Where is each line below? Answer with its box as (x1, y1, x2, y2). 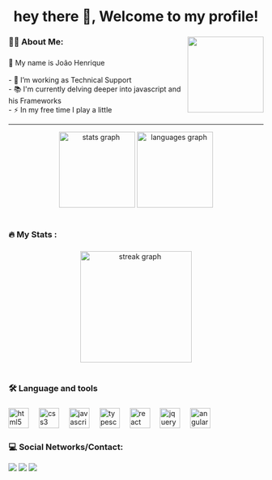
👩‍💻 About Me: (8, 36, 64, 48)
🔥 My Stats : (8, 228, 57, 240)
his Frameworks (8, 96, 62, 106)
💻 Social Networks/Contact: (8, 441, 124, 452)
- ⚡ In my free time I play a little (8, 105, 113, 115)
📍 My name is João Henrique (8, 58, 105, 68)
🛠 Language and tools (8, 382, 99, 393)
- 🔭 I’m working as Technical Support (8, 75, 132, 85)
